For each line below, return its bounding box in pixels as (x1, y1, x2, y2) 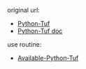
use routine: (7, 40, 42, 48)
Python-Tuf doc (17, 27, 63, 35)
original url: (7, 6, 40, 14)
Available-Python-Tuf (17, 54, 79, 62)
